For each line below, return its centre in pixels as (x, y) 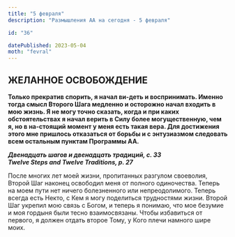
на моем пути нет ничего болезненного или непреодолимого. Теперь (112, 190)
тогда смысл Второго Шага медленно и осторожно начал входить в (112, 104)
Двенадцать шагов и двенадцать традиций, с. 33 (85, 155)
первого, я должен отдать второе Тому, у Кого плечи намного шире (109, 220)
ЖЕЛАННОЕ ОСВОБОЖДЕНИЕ (78, 80)
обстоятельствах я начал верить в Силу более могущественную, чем (115, 118)
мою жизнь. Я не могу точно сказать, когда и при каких (94, 112)
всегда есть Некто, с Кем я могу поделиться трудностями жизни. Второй (118, 198)
